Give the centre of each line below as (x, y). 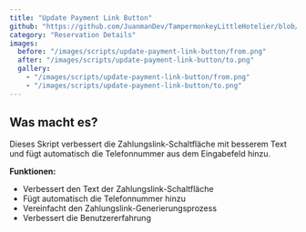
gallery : (34, 69)
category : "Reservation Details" (73, 35)
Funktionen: (33, 171)
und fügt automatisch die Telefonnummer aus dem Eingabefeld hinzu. (140, 154)
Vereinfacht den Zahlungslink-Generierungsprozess (119, 208)
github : (24, 26)
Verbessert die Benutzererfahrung (87, 218)
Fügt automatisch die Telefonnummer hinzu (104, 199)
